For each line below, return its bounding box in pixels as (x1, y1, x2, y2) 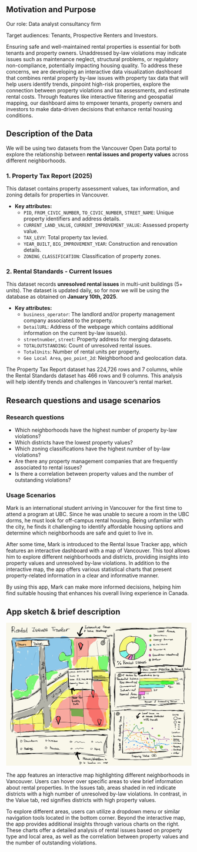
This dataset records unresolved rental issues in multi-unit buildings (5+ (6, 280, 183, 288)
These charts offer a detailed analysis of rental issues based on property (6, 827, 182, 834)
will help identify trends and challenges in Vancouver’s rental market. (6, 379, 173, 386)
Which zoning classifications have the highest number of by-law (14, 445, 171, 452)
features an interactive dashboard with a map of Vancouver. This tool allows (6, 547, 190, 554)
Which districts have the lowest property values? (14, 439, 133, 446)
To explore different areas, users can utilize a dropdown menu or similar (6, 808, 181, 815)
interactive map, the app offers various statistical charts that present (6, 566, 172, 573)
